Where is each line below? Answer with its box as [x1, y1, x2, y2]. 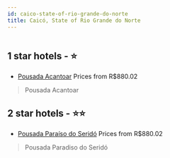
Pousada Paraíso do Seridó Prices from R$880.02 [17, 130, 163, 138]
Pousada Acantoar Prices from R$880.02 [17, 72, 138, 81]
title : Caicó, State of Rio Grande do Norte [7, 17, 141, 24]
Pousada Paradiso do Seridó [24, 143, 108, 152]
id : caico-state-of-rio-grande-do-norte [7, 10, 129, 18]
